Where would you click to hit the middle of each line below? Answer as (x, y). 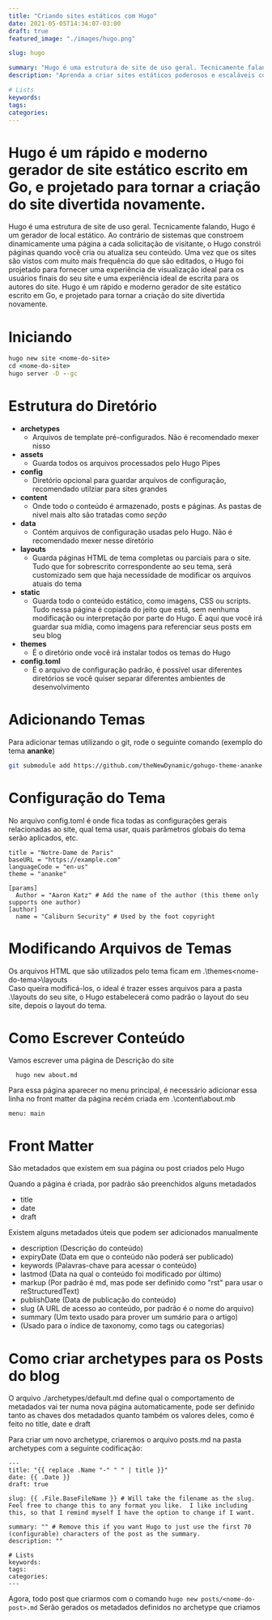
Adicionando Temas (77, 720)
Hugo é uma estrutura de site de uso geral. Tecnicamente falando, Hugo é (132, 227)
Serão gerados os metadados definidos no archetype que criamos (150, 1607)
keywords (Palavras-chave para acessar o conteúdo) (108, 1266)
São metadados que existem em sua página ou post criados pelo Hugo (126, 1169)
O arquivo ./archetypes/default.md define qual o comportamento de (121, 1398)
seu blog (47, 635)
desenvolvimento (61, 686)
